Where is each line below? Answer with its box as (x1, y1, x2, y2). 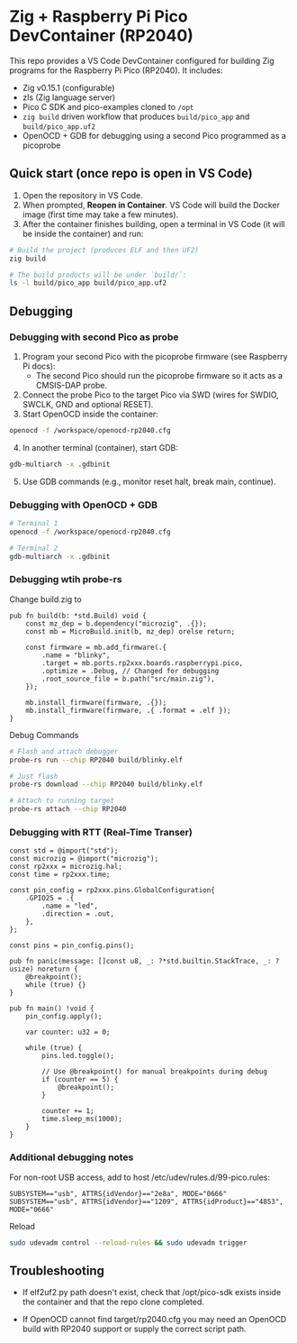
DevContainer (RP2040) (9, 25, 193, 46)
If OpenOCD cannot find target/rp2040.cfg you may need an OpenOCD (22, 1314, 287, 1325)
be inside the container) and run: (22, 228, 144, 239)
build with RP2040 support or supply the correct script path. (22, 1323, 247, 1335)
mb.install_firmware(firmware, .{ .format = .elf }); (25, 706, 231, 715)
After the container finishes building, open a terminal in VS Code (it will (22, 218, 285, 229)
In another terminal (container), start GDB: (22, 442, 178, 452)
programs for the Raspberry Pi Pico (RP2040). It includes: (9, 65, 223, 76)
